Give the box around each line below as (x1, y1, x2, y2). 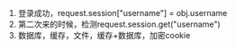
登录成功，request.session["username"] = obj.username (17, 8, 228, 18)
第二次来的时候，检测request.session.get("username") (17, 19, 221, 29)
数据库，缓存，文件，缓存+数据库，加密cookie (17, 30, 191, 40)
